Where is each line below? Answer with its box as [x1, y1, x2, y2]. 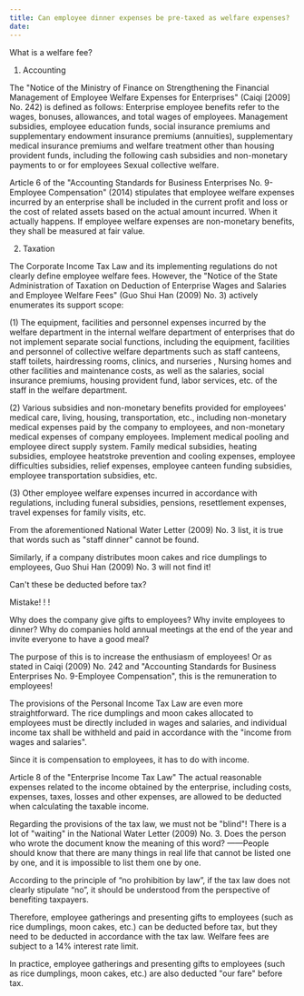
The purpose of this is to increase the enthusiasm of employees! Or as [9, 651, 272, 662]
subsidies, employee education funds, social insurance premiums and [9, 120, 270, 132]
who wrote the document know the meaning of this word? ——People [9, 838, 270, 849]
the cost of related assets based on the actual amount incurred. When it [9, 206, 279, 216]
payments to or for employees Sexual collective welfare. [9, 159, 220, 170]
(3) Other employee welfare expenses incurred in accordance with [9, 488, 258, 498]
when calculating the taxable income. [9, 800, 150, 811]
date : [9, 22, 30, 31]
